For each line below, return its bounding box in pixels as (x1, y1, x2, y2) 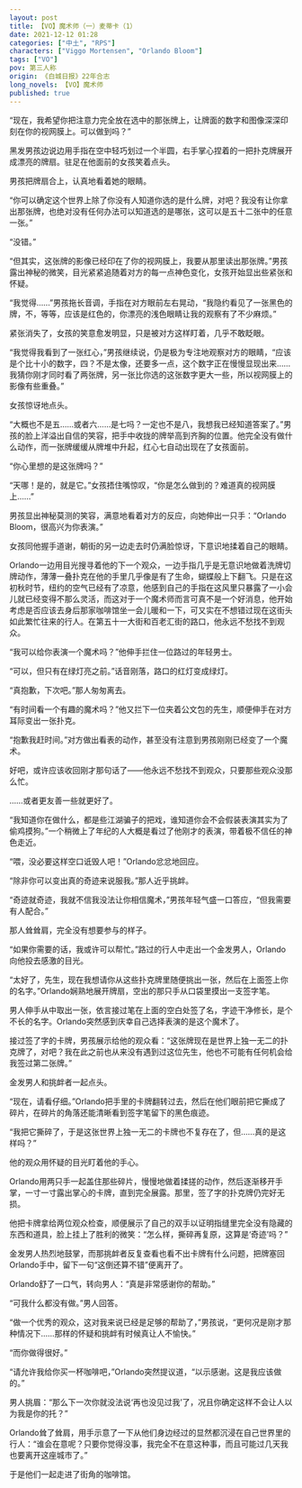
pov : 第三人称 (9, 64, 57, 73)
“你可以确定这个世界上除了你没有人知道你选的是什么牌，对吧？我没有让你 (9, 195, 281, 205)
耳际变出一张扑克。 (9, 715, 81, 726)
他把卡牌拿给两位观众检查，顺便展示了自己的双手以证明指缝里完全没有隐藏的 (9, 1218, 293, 1228)
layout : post (9, 13, 58, 23)
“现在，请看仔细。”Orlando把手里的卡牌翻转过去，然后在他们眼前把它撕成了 (9, 1096, 287, 1107)
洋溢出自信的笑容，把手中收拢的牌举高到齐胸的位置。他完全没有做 (40, 430, 285, 441)
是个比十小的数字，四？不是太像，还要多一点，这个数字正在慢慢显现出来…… (9, 358, 291, 369)
